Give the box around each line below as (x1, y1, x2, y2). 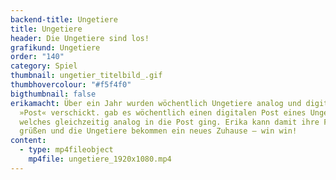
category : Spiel (10, 61, 78, 71)
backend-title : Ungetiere (10, 14, 118, 25)
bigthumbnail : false (10, 89, 97, 99)
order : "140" (10, 52, 65, 62)
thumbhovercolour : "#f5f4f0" (10, 80, 132, 90)
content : (10, 136, 47, 146)
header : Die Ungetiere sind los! (10, 33, 150, 43)
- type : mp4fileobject (19, 145, 114, 155)
